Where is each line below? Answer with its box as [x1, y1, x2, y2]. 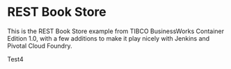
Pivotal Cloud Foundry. [7, 41, 72, 50]
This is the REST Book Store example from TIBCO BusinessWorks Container [7, 27, 225, 35]
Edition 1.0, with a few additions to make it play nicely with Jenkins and [7, 34, 210, 42]
